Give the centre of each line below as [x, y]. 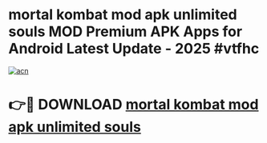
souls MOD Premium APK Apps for [125, 32]
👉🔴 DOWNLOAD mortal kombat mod [133, 105]
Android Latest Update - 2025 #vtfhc [134, 49]
